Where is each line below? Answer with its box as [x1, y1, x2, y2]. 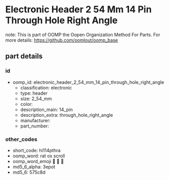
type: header [20, 90, 48, 96]
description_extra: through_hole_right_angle [20, 112, 113, 118]
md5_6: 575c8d [12, 169, 46, 175]
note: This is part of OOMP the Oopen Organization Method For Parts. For [5, 31, 160, 38]
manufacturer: [20, 117, 51, 123]
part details [5, 52, 43, 61]
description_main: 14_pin [20, 106, 73, 113]
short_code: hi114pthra [12, 147, 61, 153]
